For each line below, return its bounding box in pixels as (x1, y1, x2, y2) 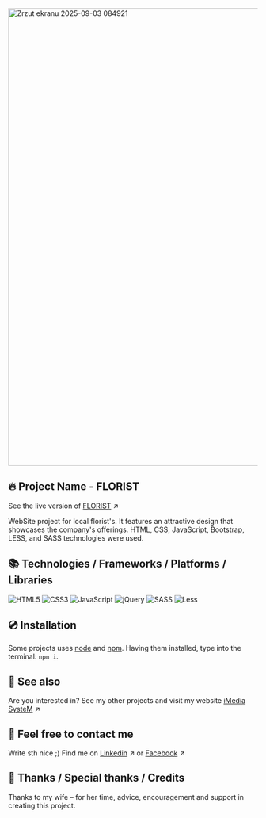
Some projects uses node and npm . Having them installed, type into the (8, 644, 241, 653)
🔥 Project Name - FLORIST (8, 480, 140, 494)
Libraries (8, 574, 53, 587)
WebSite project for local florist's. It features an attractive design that (8, 516, 234, 526)
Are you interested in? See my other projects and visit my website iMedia (8, 696, 246, 705)
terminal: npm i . (8, 652, 59, 661)
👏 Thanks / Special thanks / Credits (8, 771, 184, 785)
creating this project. (8, 801, 76, 810)
